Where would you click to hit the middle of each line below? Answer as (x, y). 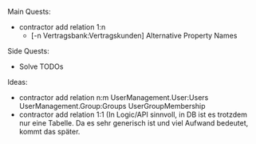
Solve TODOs (41, 66)
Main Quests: (29, 12)
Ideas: (18, 82)
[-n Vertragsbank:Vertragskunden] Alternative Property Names (134, 36)
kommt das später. (49, 132)
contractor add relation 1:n (62, 27)
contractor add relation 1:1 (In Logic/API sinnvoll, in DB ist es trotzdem (133, 114)
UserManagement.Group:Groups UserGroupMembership (112, 106)
